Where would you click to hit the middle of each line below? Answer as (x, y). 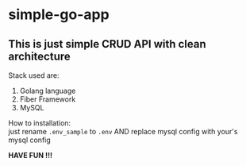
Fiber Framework (48, 99)
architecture (40, 56)
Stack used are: (34, 75)
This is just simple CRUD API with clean (107, 44)
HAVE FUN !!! (31, 155)
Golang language (48, 91)
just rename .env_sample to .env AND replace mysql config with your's (123, 131)
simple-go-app (59, 15)
